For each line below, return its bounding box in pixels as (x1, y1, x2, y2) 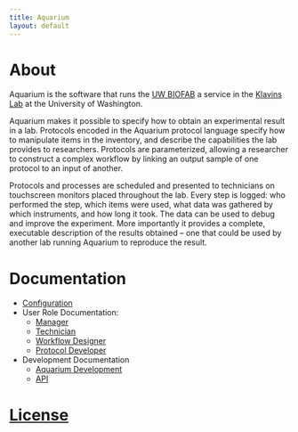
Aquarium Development (35, 364, 123, 375)
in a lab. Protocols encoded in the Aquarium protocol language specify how (9, 126, 286, 136)
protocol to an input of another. (9, 163, 123, 174)
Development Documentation (21, 355, 130, 365)
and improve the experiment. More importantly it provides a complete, (9, 218, 266, 229)
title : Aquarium (9, 12, 69, 22)
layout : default (9, 21, 69, 30)
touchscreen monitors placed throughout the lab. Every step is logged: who (9, 190, 286, 200)
